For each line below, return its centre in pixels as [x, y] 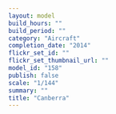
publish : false [34, 75]
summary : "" [28, 90]
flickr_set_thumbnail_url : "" [59, 61]
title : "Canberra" [39, 98]
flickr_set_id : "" [39, 53]
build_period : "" [37, 31]
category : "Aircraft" [44, 38]
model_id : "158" [35, 68]
